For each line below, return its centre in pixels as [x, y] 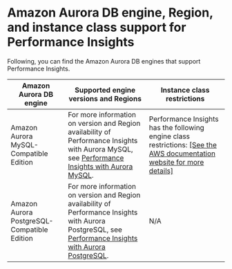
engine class [170, 136]
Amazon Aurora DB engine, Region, [110, 13]
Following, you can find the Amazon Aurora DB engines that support [104, 61]
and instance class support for [97, 27]
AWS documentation [182, 154]
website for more [176, 162]
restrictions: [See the [183, 145]
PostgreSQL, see [95, 230]
